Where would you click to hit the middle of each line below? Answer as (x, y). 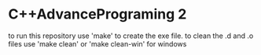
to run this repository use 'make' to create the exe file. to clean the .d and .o (131, 36)
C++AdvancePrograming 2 (97, 14)
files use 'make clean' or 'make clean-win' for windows (97, 43)
